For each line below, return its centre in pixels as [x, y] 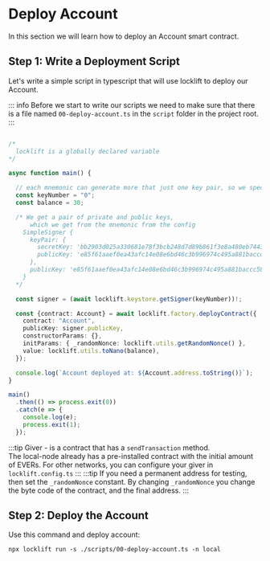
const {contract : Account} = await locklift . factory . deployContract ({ [136, 313]
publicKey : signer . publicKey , [74, 329]
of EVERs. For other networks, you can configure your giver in [111, 465]
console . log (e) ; [50, 417]
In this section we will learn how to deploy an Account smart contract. [124, 36]
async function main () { [50, 174]
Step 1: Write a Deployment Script [94, 61]
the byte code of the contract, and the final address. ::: [99, 490]
